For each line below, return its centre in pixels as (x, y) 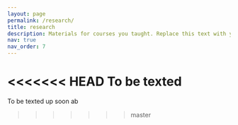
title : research (31, 27)
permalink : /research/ (41, 20)
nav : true (22, 40)
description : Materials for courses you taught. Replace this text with (117, 34)
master (141, 114)
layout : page (27, 14)
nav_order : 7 (27, 47)
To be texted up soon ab (43, 101)
